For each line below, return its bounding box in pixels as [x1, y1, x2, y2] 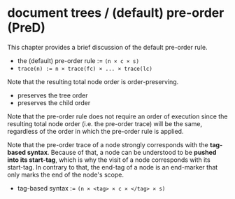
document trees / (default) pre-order [7, 5, 225, 21]
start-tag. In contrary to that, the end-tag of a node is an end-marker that [7, 163, 218, 171]
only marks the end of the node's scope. [7, 170, 124, 179]
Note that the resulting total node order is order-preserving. [7, 77, 179, 85]
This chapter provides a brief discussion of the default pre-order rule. [7, 43, 208, 51]
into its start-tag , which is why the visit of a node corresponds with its [7, 156, 211, 164]
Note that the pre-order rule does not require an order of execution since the [7, 112, 228, 121]
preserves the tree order [17, 91, 88, 99]
